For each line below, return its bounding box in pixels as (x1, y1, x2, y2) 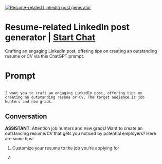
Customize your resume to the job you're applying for (12, 145, 120, 151)
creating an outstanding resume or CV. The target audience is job (5, 95, 145, 100)
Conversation (5, 112, 47, 121)
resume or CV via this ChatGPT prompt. (5, 53, 85, 59)
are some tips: (5, 135, 34, 141)
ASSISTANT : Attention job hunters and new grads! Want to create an (5, 125, 143, 131)
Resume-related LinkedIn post (5, 22, 130, 33)
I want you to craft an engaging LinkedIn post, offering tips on (5, 91, 143, 95)
